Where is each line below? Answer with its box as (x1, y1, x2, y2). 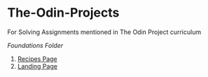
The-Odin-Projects (7, 5, 120, 21)
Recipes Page (17, 54, 57, 63)
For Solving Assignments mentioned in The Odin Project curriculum (7, 28, 202, 36)
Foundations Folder (7, 41, 64, 49)
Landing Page (17, 62, 58, 70)
